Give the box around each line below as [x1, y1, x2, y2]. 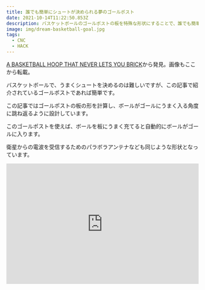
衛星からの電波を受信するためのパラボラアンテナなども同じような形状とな [6, 143, 193, 151]
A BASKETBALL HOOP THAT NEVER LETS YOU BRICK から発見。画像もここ [6, 61, 196, 68]
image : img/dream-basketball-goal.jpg [6, 26, 105, 32]
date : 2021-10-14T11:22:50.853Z [6, 15, 88, 21]
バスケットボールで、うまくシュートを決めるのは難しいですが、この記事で [6, 81, 193, 89]
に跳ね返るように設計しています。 [6, 110, 92, 117]
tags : [6, 32, 20, 38]
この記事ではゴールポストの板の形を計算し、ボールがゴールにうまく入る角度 [6, 102, 199, 109]
